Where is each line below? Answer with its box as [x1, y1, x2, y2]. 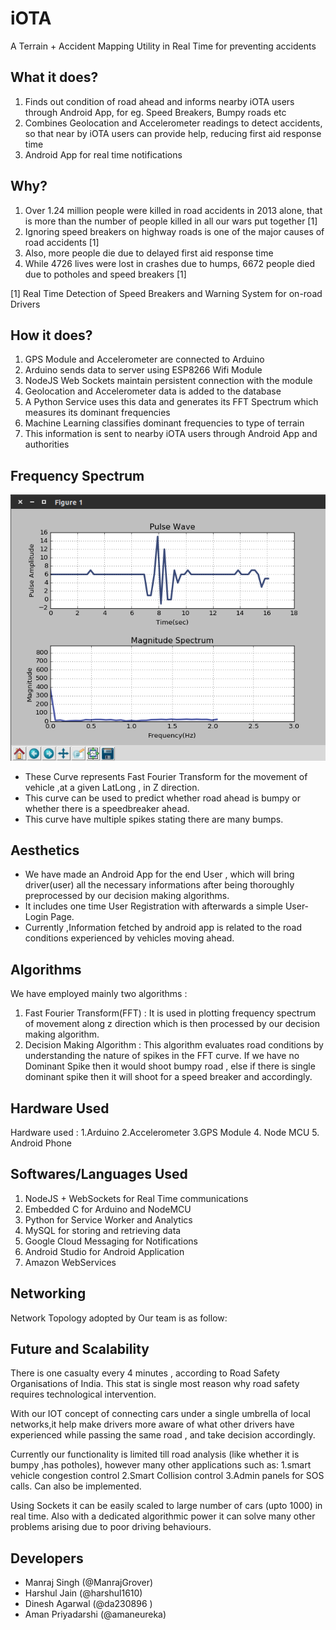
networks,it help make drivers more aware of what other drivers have [10, 1418, 295, 1431]
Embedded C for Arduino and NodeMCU [24, 1203, 192, 1215]
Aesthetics [10, 842, 80, 859]
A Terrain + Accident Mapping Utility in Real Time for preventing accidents [10, 40, 317, 52]
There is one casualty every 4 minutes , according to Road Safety [10, 1367, 280, 1379]
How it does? [10, 327, 93, 344]
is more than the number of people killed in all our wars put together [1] [24, 215, 318, 227]
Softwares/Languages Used [10, 1166, 188, 1183]
